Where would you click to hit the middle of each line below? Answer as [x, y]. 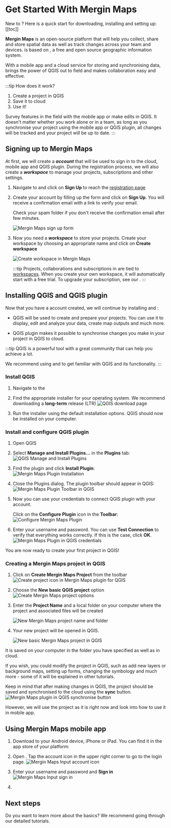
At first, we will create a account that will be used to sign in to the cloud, [81, 161]
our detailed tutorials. [28, 821]
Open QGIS [25, 443]
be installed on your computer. [45, 419]
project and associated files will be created [58, 611]
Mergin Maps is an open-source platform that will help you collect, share [82, 39]
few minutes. [26, 218]
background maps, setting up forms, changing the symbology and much [81, 671]
